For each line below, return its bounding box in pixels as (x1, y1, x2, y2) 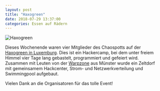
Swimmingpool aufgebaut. (5, 71, 59, 77)
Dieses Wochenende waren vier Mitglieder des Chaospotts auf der (5, 44, 141, 50)
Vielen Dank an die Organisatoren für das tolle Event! (5, 81, 113, 87)
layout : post (5, 7, 32, 12)
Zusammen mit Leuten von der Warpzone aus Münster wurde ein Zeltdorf (5, 60, 155, 66)
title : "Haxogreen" (5, 12, 46, 17)
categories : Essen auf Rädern (5, 21, 68, 26)
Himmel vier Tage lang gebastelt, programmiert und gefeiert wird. (5, 55, 139, 61)
